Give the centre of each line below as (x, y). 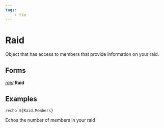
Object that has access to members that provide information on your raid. (82, 54)
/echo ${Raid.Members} (29, 111)
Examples (21, 99)
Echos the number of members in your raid (50, 120)
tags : (11, 10)
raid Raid (15, 83)
